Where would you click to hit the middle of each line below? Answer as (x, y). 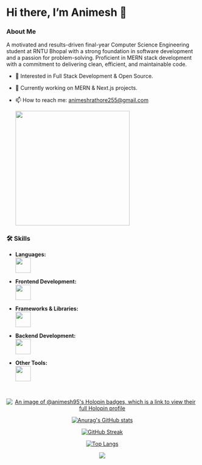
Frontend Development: (46, 281)
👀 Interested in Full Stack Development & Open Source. (84, 76)
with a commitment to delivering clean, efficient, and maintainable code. (97, 64)
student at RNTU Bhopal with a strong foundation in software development (100, 51)
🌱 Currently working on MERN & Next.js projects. (76, 88)
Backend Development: (45, 335)
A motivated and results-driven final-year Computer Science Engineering (98, 45)
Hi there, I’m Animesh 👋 (67, 13)
